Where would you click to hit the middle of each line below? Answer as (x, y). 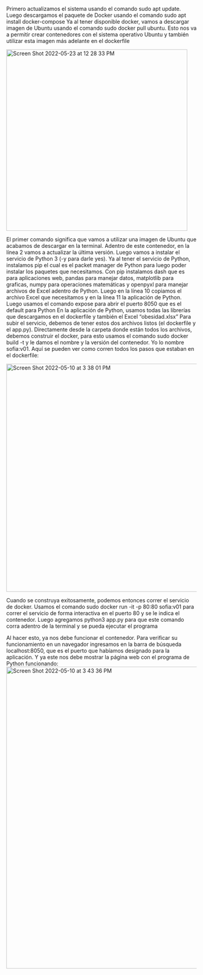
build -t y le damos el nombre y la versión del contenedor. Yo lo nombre (95, 342)
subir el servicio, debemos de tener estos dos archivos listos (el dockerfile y (101, 323)
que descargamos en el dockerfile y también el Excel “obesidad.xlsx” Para (99, 317)
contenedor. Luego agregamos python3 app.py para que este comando (95, 620)
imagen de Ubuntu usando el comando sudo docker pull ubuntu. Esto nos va (101, 28)
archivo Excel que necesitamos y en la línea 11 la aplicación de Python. (94, 297)
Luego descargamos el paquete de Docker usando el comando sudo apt (96, 15)
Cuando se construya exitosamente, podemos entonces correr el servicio (98, 600)
